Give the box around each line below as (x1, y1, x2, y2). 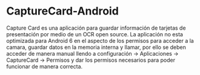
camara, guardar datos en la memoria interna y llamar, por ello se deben (6, 44, 186, 51)
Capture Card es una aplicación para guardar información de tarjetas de (6, 24, 186, 31)
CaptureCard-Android (6, 4, 119, 18)
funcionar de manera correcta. (6, 62, 83, 70)
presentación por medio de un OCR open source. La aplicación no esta (6, 30, 184, 37)
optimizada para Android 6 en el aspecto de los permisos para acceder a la (6, 37, 194, 44)
